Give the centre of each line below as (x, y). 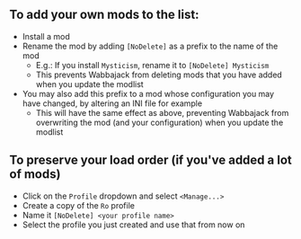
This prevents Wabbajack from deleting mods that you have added (159, 75)
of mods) (35, 174)
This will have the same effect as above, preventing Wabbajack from (162, 112)
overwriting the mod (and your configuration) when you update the (159, 122)
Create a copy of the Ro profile (78, 205)
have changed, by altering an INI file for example (112, 103)
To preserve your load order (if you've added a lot (150, 160)
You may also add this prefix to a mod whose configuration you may (148, 93)
